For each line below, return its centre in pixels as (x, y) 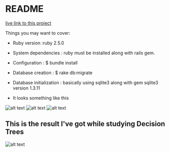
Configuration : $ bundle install (45, 62)
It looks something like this (41, 98)
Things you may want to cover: (38, 33)
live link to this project (28, 23)
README (25, 9)
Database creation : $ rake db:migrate (53, 73)
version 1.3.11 (26, 88)
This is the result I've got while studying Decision (85, 124)
